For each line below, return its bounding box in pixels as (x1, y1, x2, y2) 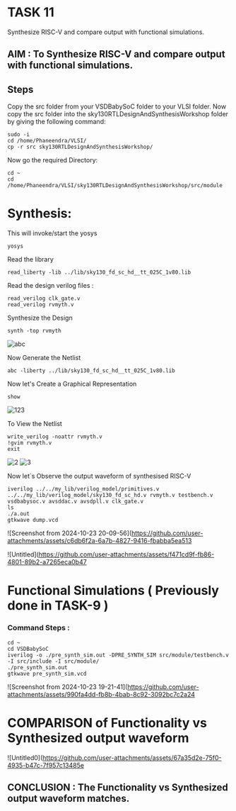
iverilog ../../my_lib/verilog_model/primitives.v (7, 486, 160, 493)
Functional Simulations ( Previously (7, 583, 219, 599)
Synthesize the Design (7, 313, 73, 323)
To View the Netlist (7, 420, 62, 428)
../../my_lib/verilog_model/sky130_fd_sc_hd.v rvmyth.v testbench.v (7, 492, 213, 499)
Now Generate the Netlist (7, 354, 81, 362)
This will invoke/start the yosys (7, 229, 98, 237)
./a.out (7, 510, 30, 518)
